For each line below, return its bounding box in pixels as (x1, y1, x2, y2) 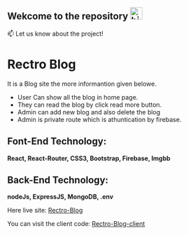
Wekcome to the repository (7, 10, 129, 22)
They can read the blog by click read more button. (17, 100, 162, 109)
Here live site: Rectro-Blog (7, 206, 83, 215)
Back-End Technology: (7, 174, 109, 185)
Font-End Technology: (7, 135, 107, 147)
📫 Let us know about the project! (7, 29, 103, 38)
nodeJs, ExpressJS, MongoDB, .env (7, 192, 114, 201)
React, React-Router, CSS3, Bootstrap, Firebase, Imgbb (7, 154, 171, 162)
